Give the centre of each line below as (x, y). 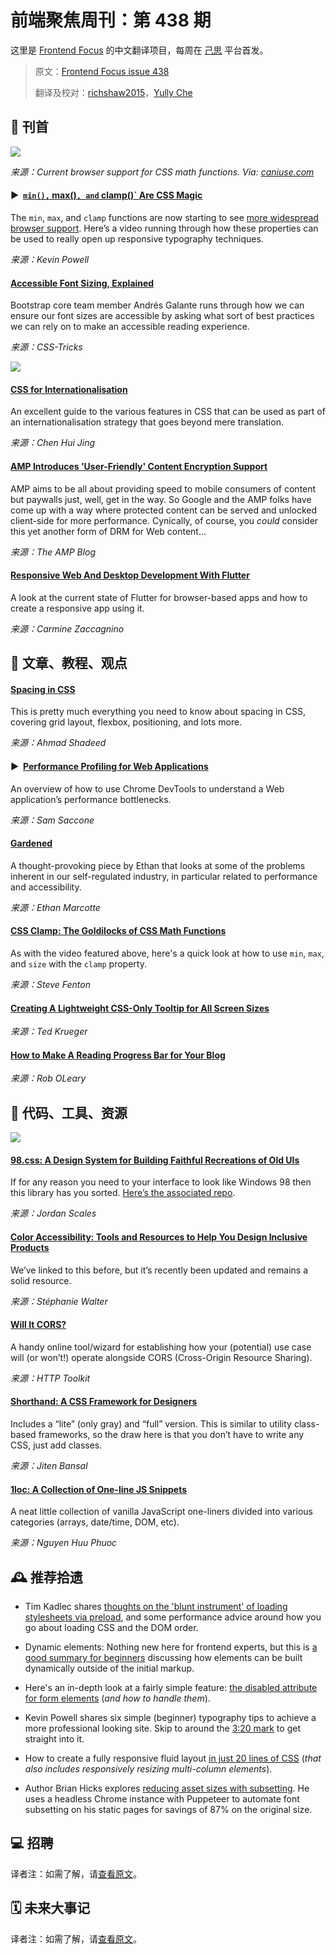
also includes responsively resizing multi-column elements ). (148, 1769)
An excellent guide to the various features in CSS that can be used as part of (168, 412)
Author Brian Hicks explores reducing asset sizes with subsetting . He (167, 1788)
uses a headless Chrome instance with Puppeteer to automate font (162, 1799)
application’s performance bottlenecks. (91, 799)
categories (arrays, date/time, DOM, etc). (95, 1522)
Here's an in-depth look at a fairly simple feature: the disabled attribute (171, 1688)
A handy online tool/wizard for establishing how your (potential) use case (161, 1347)
